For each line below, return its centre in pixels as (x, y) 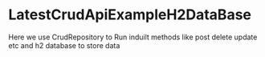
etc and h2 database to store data (64, 45)
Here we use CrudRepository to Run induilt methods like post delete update (133, 37)
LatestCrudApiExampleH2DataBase (130, 15)
